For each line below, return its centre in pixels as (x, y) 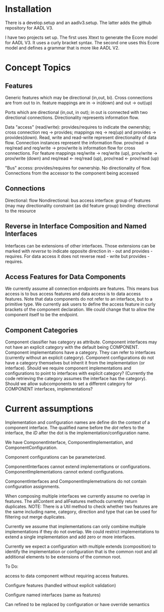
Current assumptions (49, 409)
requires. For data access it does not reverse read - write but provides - (77, 256)
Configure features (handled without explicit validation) (61, 585)
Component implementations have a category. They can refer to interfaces (80, 353)
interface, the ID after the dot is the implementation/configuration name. (78, 433)
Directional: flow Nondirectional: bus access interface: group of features (78, 200)
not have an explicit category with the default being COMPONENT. (72, 347)
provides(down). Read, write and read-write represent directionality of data (81, 137)
